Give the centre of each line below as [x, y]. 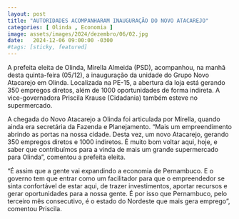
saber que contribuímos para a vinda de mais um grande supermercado [113, 149]
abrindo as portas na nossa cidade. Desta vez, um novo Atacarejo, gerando [118, 134]
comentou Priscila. [35, 209]
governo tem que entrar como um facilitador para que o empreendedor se [116, 178]
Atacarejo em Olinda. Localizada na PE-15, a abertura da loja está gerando [117, 82]
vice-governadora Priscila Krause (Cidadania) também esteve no [103, 98]
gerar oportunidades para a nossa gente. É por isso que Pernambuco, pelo [117, 194]
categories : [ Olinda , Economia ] [60, 27]
